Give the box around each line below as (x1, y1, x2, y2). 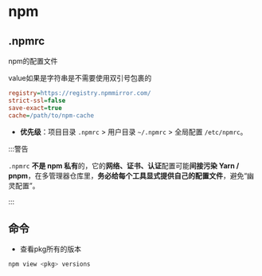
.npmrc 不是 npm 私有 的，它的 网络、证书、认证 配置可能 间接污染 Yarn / (8, 160, 240, 170)
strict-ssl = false (8, 97, 66, 104)
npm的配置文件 (8, 57, 58, 65)
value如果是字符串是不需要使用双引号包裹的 (8, 73, 152, 82)
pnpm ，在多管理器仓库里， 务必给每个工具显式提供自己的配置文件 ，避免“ (8, 171, 248, 180)
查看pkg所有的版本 (19, 244, 82, 254)
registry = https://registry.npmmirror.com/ (8, 89, 151, 97)
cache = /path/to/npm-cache (8, 111, 94, 120)
